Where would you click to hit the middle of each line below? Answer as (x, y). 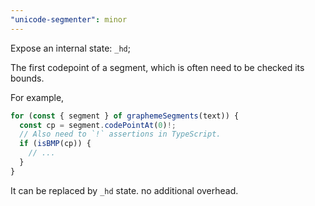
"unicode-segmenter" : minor (69, 19)
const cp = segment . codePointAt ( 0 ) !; (98, 125)
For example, (37, 97)
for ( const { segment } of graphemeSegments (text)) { (125, 116)
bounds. (27, 78)
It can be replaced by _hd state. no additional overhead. (124, 190)
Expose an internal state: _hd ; (70, 48)
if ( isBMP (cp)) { (55, 144)
